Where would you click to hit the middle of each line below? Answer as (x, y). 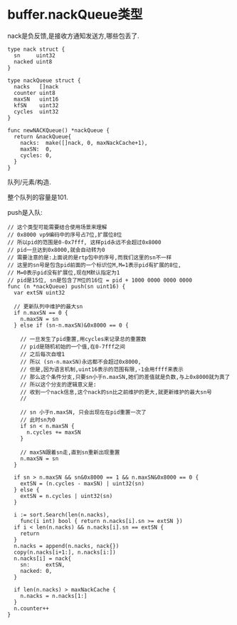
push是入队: (25, 212)
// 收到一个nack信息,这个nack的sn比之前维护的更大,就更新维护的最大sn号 (116, 392)
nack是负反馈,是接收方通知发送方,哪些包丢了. (73, 36)
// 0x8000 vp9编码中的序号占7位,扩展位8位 (65, 235)
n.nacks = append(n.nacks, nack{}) (67, 546)
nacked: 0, (36, 571)
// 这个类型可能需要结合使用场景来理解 (57, 227)
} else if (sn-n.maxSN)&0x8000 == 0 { (72, 325)
